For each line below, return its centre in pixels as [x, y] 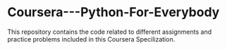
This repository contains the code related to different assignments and [110, 32]
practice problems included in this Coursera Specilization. [91, 39]
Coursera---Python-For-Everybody [114, 12]
